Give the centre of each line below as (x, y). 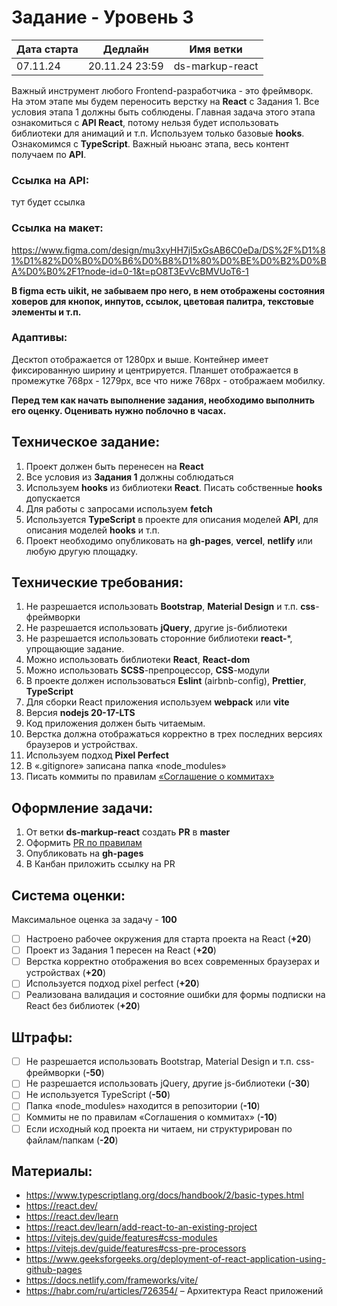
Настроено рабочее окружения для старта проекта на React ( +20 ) (168, 939)
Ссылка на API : (50, 180)
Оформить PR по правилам (84, 843)
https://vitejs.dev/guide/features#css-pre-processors (136, 1248)
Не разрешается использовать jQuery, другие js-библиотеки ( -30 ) (168, 1083)
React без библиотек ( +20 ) (83, 1006)
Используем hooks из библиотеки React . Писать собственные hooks (174, 487)
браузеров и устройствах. (81, 745)
